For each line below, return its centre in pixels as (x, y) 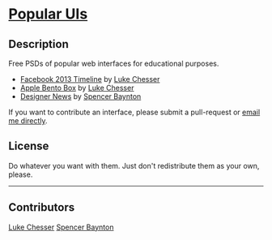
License (29, 146)
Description (38, 44)
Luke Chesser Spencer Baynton (61, 227)
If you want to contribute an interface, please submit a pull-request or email (134, 112)
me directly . (28, 121)
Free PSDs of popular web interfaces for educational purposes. (114, 63)
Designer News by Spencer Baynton (81, 96)
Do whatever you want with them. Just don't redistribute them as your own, (134, 165)
